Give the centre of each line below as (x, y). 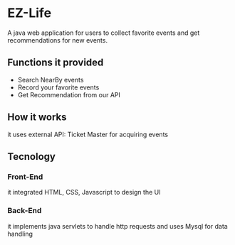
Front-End (25, 177)
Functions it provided (56, 63)
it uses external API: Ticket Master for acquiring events (88, 134)
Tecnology (31, 157)
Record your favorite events (58, 87)
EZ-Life (30, 13)
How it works (37, 118)
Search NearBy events (51, 80)
